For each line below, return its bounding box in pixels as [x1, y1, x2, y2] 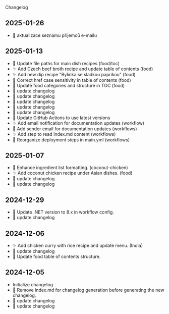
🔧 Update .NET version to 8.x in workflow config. [12, 209, 115, 215]
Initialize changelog [12, 281, 53, 287]
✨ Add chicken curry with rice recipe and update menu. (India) [12, 242, 143, 249]
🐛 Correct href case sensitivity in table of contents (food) [12, 77, 131, 83]
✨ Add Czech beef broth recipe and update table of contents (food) [12, 66, 153, 72]
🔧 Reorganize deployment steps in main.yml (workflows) [12, 136, 130, 143]
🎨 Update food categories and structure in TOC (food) [12, 82, 125, 88]
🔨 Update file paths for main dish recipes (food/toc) [12, 60, 120, 66]
